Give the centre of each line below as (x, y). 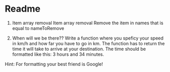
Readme (23, 9)
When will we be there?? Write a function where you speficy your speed (88, 38)
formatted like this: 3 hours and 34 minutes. (58, 54)
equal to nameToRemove (38, 28)
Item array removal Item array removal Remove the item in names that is (88, 23)
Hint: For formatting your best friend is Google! (54, 64)
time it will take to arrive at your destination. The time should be (79, 49)
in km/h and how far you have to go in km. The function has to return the (88, 43)
